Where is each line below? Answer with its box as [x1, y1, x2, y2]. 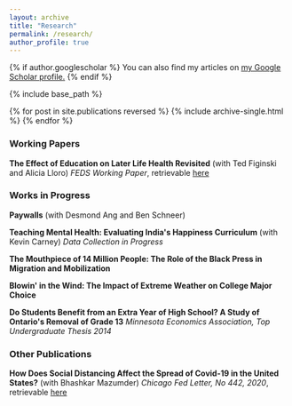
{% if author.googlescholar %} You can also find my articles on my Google [9, 62, 281, 73]
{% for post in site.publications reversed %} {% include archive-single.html [9, 106, 284, 116]
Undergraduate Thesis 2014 [9, 325, 113, 336]
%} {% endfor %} [9, 115, 74, 126]
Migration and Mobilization [9, 263, 111, 274]
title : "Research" [9, 21, 77, 30]
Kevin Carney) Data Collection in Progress [9, 236, 164, 247]
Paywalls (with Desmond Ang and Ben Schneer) [9, 210, 186, 220]
